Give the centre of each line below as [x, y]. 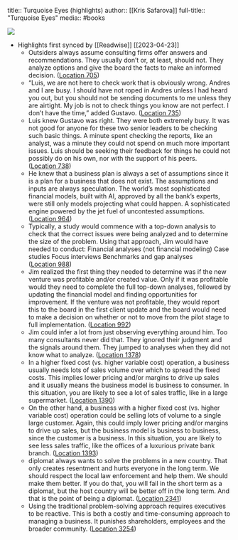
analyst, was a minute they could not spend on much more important [129, 143]
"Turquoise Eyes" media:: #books [56, 18]
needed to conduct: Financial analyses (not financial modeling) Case [129, 249]
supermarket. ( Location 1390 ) [72, 400]
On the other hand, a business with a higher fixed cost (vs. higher [124, 408]
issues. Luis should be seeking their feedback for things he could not [129, 151]
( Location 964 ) [50, 219]
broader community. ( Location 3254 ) [82, 529]
